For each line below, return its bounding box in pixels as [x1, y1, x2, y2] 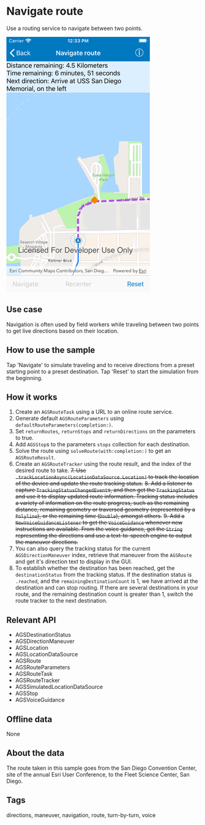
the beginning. [6, 374, 43, 381]
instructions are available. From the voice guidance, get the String [15, 525, 183, 533]
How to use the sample [6, 345, 95, 355]
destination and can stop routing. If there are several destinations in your [15, 584, 199, 591]
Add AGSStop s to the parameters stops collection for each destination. [15, 441, 191, 448]
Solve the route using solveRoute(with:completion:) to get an [15, 447, 171, 455]
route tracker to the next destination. [15, 597, 108, 604]
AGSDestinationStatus [15, 631, 72, 639]
